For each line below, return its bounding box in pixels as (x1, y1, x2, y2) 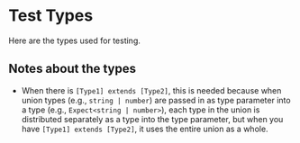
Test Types (8, 5, 94, 26)
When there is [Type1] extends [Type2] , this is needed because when (21, 85, 282, 95)
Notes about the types (8, 61, 137, 76)
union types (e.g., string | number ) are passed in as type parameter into (21, 94, 291, 105)
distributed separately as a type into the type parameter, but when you (21, 113, 284, 124)
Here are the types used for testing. (8, 35, 141, 46)
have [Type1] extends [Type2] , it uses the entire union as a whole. (21, 123, 268, 134)
